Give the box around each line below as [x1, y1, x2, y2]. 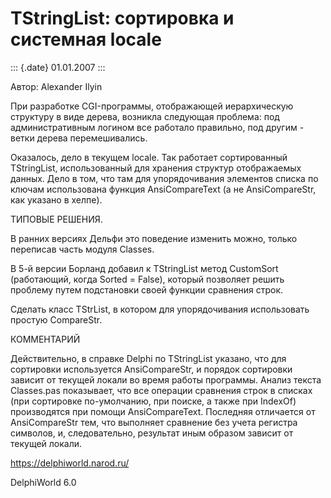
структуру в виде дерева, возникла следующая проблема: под [10, 110, 280, 122]
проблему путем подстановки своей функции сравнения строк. [10, 283, 284, 296]
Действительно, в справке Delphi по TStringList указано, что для [10, 352, 287, 364]
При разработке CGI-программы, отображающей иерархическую [10, 100, 294, 112]
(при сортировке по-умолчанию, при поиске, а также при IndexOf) [10, 395, 297, 407]
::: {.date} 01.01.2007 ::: [10, 61, 106, 73]
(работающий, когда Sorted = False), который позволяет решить [10, 273, 285, 285]
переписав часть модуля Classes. [10, 243, 155, 255]
